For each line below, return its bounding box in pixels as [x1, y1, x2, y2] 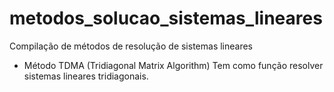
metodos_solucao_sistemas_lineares [9, 7, 323, 30]
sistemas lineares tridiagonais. [23, 70, 149, 82]
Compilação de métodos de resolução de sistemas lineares [9, 40, 254, 52]
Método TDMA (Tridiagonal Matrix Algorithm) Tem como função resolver [23, 59, 324, 71]
